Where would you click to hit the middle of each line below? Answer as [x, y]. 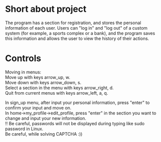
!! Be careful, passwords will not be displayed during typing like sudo [75, 123]
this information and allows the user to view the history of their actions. [77, 38]
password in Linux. [24, 129]
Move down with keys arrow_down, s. [43, 82]
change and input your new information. [46, 118]
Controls [23, 58]
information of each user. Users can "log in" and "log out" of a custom [76, 28]
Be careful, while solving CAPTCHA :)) [44, 134]
